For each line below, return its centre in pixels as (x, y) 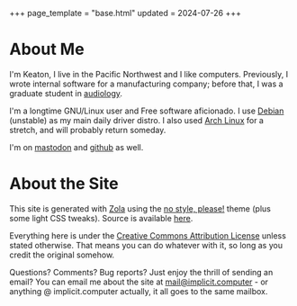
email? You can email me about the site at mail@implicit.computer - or (139, 282)
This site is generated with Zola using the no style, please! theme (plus (140, 208)
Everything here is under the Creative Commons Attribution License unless (148, 235)
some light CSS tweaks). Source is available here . (101, 218)
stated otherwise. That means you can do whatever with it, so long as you (146, 245)
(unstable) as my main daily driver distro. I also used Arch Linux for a (136, 120)
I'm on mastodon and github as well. (76, 147)
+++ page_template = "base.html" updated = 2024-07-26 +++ (125, 13)
